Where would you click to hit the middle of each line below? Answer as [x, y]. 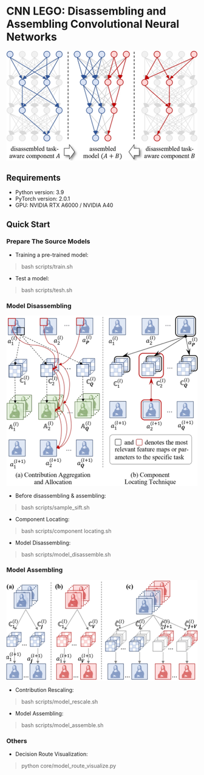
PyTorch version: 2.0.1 [42, 199]
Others [17, 741]
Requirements [33, 178]
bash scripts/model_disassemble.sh [66, 554]
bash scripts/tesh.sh [47, 290]
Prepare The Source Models [48, 242]
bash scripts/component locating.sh [66, 531]
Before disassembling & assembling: [60, 495]
